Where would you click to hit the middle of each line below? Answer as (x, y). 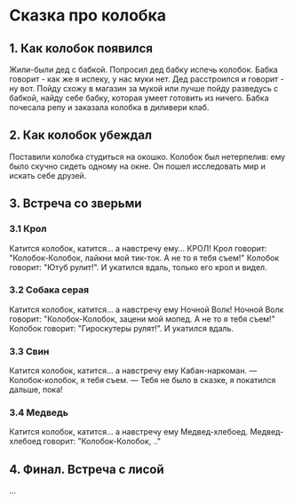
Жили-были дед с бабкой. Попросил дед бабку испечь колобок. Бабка (143, 69)
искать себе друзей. (48, 175)
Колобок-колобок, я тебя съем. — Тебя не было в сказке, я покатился (143, 380)
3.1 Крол (28, 229)
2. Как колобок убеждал (81, 136)
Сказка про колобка (88, 16)
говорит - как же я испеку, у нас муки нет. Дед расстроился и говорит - (147, 79)
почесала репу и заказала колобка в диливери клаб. (109, 107)
